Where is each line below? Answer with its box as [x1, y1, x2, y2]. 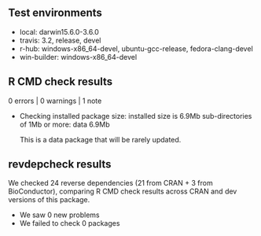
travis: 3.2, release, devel [19, 35, 101, 45]
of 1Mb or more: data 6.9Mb [19, 120, 110, 129]
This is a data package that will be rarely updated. [19, 135, 182, 144]
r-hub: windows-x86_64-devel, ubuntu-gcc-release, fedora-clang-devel [19, 43, 253, 53]
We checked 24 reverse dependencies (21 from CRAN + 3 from [8, 179, 214, 188]
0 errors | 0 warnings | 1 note [8, 96, 102, 105]
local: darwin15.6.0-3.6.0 [19, 27, 100, 36]
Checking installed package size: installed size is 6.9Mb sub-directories [19, 111, 252, 120]
